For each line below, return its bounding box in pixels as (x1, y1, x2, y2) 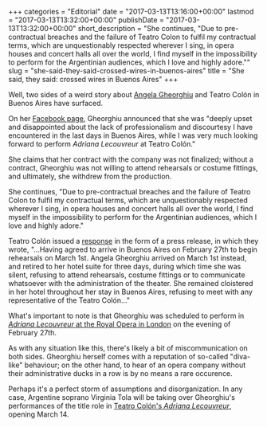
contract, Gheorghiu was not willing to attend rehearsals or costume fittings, (8, 163, 258, 172)
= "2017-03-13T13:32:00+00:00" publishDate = (8, 15, 165, 25)
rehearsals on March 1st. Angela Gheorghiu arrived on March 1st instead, (8, 253, 247, 262)
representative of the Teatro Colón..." (8, 296, 130, 305)
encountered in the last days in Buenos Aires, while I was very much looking (8, 131, 258, 140)
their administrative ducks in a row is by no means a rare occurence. (8, 369, 233, 378)
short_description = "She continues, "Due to (77, 24, 223, 33)
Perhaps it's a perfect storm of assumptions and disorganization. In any (8, 384, 243, 394)
